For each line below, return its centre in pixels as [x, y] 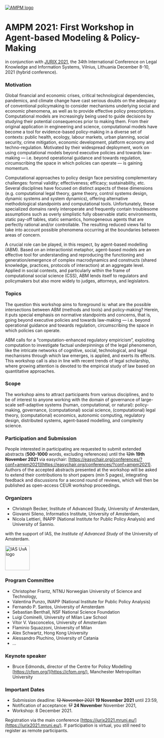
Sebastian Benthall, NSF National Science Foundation [66, 612]
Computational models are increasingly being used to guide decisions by [78, 116]
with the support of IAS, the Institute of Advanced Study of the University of [82, 534]
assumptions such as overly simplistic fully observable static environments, [81, 214]
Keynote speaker [26, 656]
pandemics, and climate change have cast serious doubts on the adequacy [81, 101]
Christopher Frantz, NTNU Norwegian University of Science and [77, 591]
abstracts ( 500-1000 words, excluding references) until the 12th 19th [75, 454]
